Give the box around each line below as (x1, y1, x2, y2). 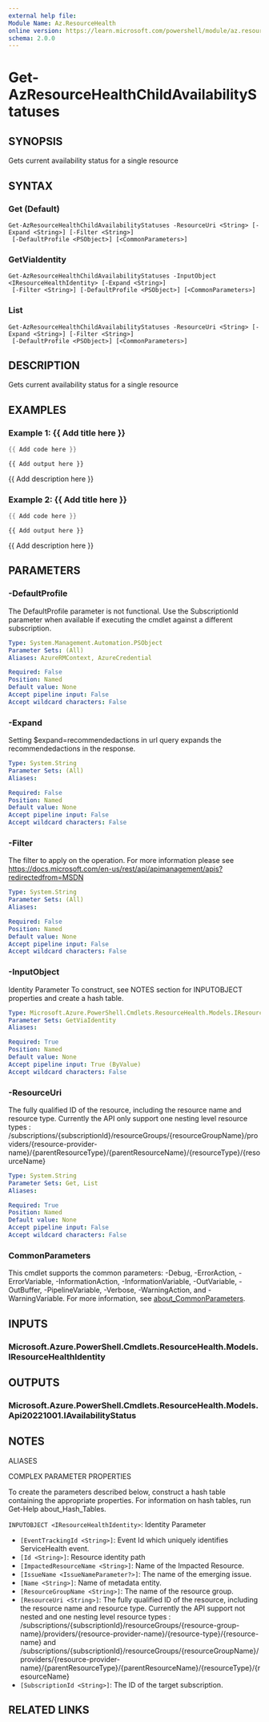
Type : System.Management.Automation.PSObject (8, 638, 163, 646)
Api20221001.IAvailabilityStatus (8, 1409, 137, 1420)
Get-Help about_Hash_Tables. (8, 1504, 106, 1513)
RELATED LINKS (8, 1704, 90, 1717)
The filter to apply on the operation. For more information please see (8, 856, 235, 865)
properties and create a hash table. (8, 993, 124, 1003)
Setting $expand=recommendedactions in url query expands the (8, 735, 222, 745)
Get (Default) (8, 203, 60, 214)
